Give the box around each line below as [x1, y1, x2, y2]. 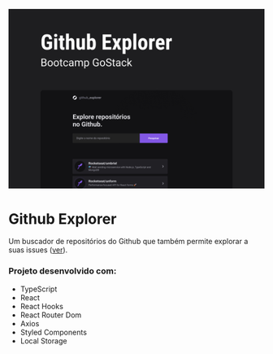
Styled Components [19, 327, 88, 337]
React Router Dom [19, 310, 82, 320]
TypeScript [19, 284, 58, 294]
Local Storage [19, 335, 67, 346]
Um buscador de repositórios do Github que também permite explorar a [8, 237, 249, 247]
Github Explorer [8, 209, 117, 228]
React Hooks [19, 301, 63, 311]
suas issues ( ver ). [8, 245, 68, 255]
